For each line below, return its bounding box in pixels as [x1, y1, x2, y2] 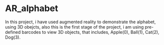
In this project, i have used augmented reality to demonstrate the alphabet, [5, 19, 156, 25]
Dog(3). [5, 34, 21, 40]
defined [5, 29, 21, 35]
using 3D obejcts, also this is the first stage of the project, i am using [5, 24, 144, 30]
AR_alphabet [5, 3, 58, 14]
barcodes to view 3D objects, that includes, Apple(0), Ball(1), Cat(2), [22, 29, 160, 35]
